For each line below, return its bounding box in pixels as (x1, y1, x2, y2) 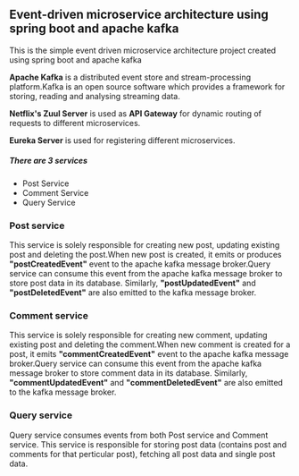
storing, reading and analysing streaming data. (9, 90, 180, 101)
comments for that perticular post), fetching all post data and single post (9, 448, 276, 459)
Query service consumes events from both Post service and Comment (9, 429, 269, 440)
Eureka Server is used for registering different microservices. (9, 134, 236, 146)
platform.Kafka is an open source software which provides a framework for (9, 81, 286, 92)
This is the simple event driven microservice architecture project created (9, 45, 277, 55)
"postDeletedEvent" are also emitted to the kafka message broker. (9, 287, 257, 298)
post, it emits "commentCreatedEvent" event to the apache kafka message (9, 349, 289, 360)
